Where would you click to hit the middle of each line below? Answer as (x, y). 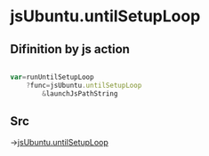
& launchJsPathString (80, 94)
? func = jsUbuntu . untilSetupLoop (84, 85)
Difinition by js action (70, 49)
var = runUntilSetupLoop (52, 77)
